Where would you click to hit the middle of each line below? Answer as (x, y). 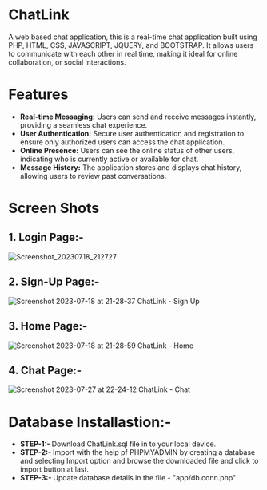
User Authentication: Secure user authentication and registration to (132, 133)
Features (38, 95)
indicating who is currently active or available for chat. (109, 159)
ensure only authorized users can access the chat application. (122, 142)
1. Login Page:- (46, 237)
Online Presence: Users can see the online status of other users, (127, 150)
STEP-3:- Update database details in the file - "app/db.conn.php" (128, 478)
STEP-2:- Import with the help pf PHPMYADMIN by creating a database (137, 452)
